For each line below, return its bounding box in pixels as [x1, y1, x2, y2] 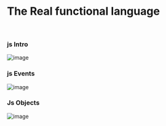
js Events [7, 69, 35, 78]
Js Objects [7, 98, 40, 107]
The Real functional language [7, 4, 160, 18]
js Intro [7, 40, 28, 49]
